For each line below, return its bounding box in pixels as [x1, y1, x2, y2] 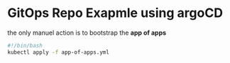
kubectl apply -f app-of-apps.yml [7, 48, 110, 56]
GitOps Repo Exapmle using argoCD [7, 5, 224, 21]
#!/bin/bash [7, 42, 43, 49]
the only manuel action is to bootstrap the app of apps [7, 28, 167, 37]
